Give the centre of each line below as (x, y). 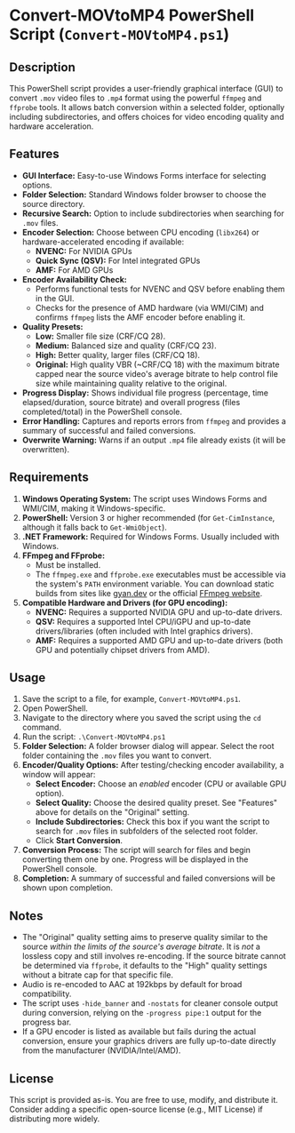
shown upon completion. (68, 888)
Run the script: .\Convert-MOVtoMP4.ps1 (94, 737)
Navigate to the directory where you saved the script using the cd (142, 718)
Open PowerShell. (55, 708)
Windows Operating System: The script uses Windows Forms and (144, 499)
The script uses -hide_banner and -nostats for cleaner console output (150, 1003)
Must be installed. (68, 564)
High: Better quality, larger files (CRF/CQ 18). (118, 355)
